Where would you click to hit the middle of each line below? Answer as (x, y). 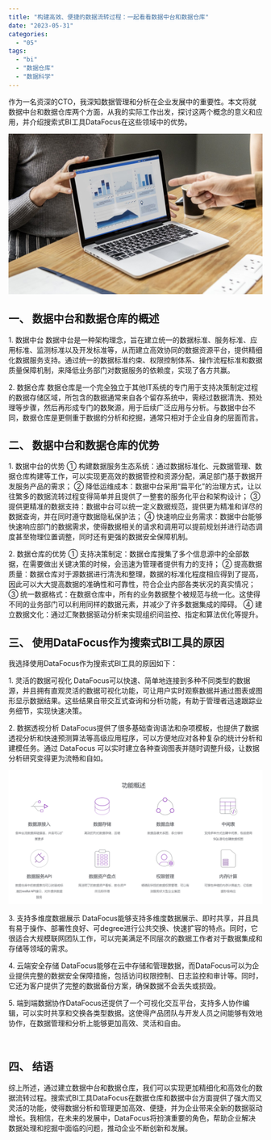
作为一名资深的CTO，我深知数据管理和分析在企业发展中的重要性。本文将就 (132, 102)
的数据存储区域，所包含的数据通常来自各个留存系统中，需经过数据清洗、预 (132, 397)
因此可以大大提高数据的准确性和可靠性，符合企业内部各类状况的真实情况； (132, 585)
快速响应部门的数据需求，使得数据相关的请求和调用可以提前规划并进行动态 (132, 527)
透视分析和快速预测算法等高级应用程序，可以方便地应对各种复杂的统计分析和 (135, 738)
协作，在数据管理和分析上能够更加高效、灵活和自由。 (97, 1023)
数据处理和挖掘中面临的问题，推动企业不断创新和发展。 (100, 1128)
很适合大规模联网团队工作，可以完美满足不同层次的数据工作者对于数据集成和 (135, 938)
